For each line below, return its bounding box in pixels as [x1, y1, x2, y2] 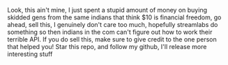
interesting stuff [7, 50, 53, 58]
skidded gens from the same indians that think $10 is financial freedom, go [7, 13, 222, 21]
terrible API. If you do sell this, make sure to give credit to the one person [7, 35, 218, 44]
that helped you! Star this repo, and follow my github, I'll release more [7, 43, 207, 50]
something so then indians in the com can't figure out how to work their [7, 28, 213, 36]
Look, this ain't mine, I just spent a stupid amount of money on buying [7, 6, 208, 14]
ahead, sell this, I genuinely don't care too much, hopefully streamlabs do [7, 21, 218, 28]
